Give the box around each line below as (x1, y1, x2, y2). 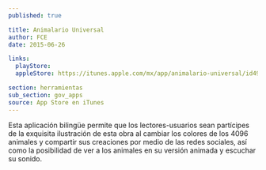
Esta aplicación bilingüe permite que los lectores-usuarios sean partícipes (8, 120, 249, 130)
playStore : (15, 62, 51, 70)
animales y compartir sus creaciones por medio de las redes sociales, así (8, 137, 247, 146)
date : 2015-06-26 (8, 40, 66, 48)
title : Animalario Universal (8, 25, 104, 34)
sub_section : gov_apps (8, 91, 83, 99)
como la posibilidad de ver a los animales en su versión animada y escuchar (8, 145, 256, 155)
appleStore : (15, 70, 55, 77)
